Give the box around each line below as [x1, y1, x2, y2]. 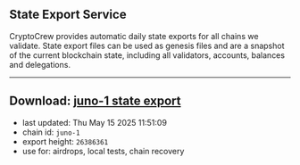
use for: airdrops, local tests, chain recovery [21, 145, 185, 156]
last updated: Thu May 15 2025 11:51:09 [21, 117, 168, 128]
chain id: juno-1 [21, 127, 80, 137]
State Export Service [9, 7, 127, 22]
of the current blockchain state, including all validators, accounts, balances [9, 49, 286, 61]
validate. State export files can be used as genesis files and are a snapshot [9, 40, 285, 51]
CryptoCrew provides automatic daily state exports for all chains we [9, 30, 259, 41]
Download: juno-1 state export [9, 94, 181, 109]
